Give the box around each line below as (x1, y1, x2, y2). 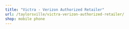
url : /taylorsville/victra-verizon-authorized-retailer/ (5, 12, 125, 17)
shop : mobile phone (5, 16, 45, 21)
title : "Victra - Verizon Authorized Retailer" (5, 7, 105, 12)
